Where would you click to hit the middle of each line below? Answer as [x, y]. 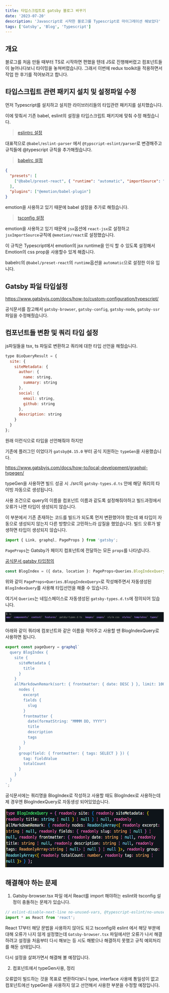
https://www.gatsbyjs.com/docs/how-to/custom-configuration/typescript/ [82, 298]
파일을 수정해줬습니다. [27, 315]
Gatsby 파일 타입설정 [36, 286]
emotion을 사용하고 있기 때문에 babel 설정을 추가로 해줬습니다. [67, 207]
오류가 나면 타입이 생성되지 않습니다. [41, 506]
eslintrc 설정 [30, 132]
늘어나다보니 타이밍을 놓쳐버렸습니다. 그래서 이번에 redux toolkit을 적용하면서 [86, 68]
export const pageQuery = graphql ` [43, 647]
